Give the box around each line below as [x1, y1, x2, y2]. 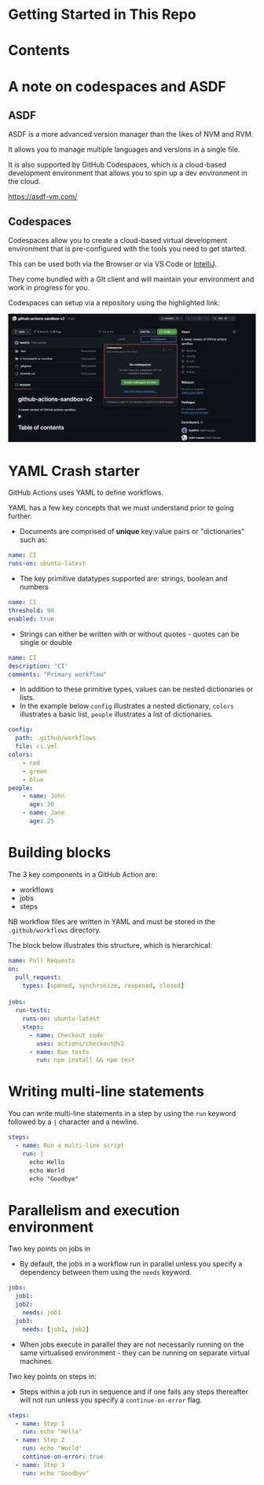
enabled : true [8, 615, 55, 623]
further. [8, 511, 33, 521]
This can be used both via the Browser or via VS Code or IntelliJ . [8, 260, 218, 269]
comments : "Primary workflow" [8, 670, 108, 678]
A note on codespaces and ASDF [8, 77, 226, 95]
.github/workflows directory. [8, 925, 101, 934]
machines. [19, 1356, 53, 1365]
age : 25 [28, 817, 55, 825]
